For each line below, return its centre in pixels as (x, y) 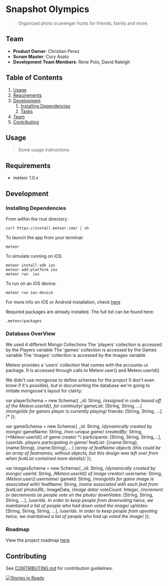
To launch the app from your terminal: (45, 237)
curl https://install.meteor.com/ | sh (47, 228)
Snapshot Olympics (48, 9)
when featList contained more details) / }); (49, 459)
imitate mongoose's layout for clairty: (44, 391)
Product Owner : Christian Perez (46, 51)
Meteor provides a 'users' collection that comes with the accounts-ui (77, 365)
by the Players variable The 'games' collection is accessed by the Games (81, 350)
